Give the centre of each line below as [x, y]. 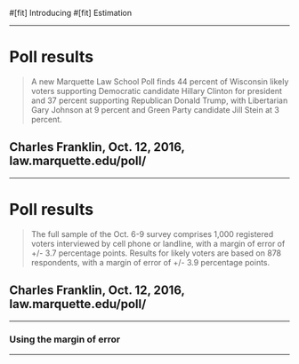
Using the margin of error [65, 339]
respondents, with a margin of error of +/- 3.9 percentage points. [150, 262]
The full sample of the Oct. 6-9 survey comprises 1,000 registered [152, 233]
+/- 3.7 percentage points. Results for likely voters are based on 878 [156, 253]
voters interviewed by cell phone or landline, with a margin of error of [158, 243]
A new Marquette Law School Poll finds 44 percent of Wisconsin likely [160, 81]
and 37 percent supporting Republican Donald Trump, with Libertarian [159, 100]
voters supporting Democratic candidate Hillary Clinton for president [157, 91]
